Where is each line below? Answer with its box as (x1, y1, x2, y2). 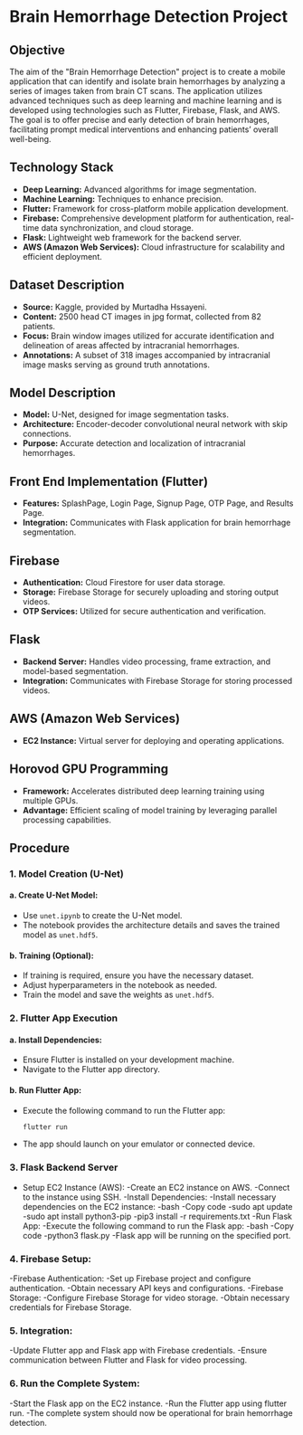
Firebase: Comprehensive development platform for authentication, (22, 213, 275, 223)
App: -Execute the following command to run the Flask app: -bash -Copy (22, 1220, 294, 1231)
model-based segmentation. (22, 665, 128, 676)
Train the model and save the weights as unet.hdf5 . (22, 989, 214, 1001)
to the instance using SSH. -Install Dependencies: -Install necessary (22, 1192, 277, 1202)
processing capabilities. (22, 814, 111, 825)
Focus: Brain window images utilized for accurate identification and (22, 330, 274, 341)
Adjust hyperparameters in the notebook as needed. (22, 980, 218, 991)
